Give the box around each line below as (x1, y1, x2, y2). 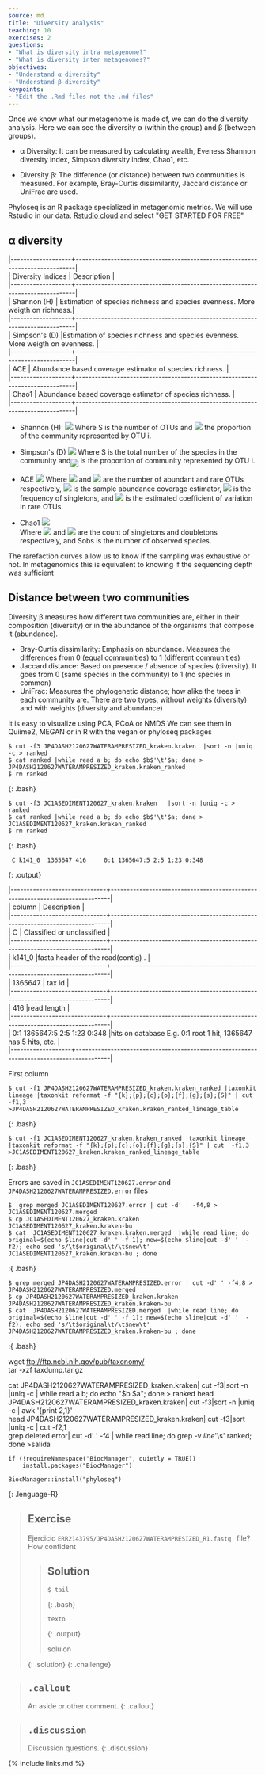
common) (19, 678, 51, 688)
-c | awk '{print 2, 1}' (8, 1405, 73, 1415)
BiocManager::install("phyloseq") (8, 1475, 123, 1484)
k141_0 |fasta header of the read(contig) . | (12, 952, 150, 962)
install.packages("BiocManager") (22, 1461, 133, 1469)
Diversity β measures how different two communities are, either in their (8, 611, 240, 622)
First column (8, 1068, 49, 1078)
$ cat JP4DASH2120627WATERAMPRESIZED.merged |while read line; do (8, 1306, 239, 1315)
